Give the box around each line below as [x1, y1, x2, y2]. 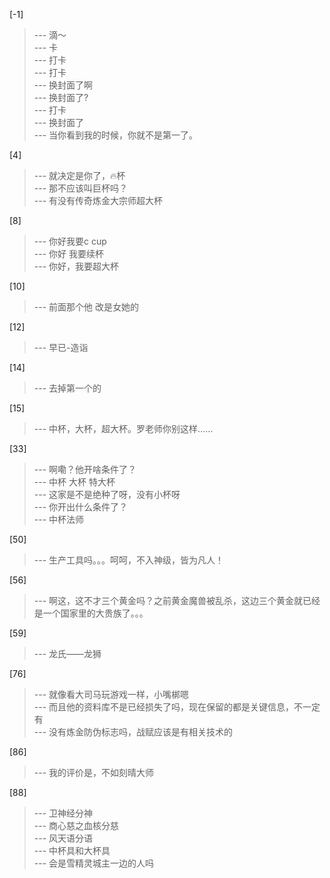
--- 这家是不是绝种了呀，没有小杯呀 [33, 489, 181, 500]
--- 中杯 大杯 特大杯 [33, 476, 116, 488]
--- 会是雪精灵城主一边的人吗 [33, 857, 155, 869]
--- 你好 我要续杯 [33, 248, 104, 259]
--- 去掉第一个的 [33, 382, 102, 394]
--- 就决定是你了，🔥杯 [33, 170, 126, 181]
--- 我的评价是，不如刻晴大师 [33, 767, 155, 778]
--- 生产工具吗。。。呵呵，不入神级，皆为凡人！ [33, 554, 225, 566]
